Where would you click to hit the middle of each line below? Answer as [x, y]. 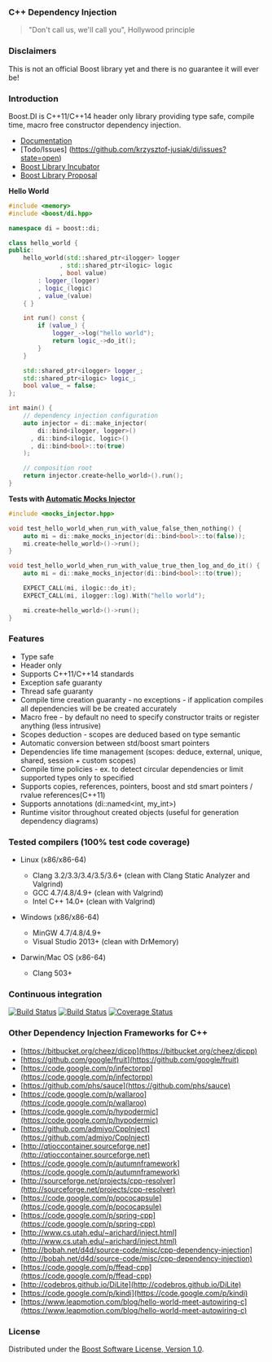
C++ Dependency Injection [63, 12]
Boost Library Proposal [59, 175]
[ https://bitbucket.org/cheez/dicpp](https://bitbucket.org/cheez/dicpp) [139, 1051]
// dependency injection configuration [91, 416]
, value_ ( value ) [65, 296]
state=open [39, 158]
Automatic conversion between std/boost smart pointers [115, 742]
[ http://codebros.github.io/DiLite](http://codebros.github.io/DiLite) [131, 1284]
